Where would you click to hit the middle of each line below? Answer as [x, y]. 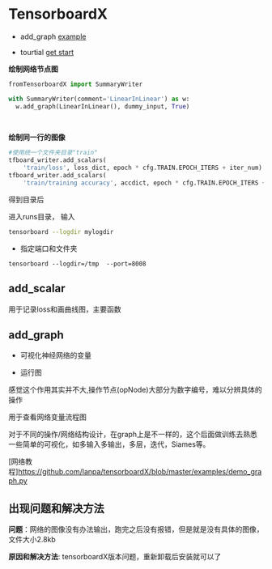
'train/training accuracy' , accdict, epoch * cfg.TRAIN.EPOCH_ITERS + [144, 183]
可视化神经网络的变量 [55, 355]
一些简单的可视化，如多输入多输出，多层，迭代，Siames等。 [109, 444]
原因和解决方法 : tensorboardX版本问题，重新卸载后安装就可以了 [115, 557]
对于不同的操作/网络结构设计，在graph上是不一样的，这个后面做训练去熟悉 [133, 435]
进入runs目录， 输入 [42, 216]
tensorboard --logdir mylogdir [61, 231]
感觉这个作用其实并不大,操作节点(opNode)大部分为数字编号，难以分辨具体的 [135, 390]
